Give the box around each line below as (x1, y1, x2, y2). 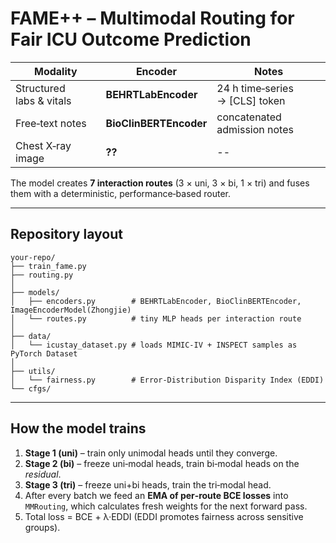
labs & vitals (15, 93, 72, 107)
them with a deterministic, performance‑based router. (10, 187, 231, 199)
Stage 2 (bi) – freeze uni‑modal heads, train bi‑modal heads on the (24, 457, 300, 469)
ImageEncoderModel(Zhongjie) (10, 305, 132, 315)
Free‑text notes (15, 116, 87, 130)
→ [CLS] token (216, 93, 286, 107)
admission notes (216, 122, 294, 136)
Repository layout (10, 226, 123, 243)
